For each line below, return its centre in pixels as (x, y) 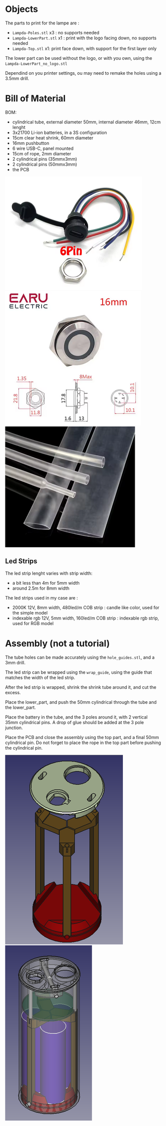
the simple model (30, 613)
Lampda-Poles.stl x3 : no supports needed (56, 32)
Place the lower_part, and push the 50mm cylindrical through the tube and (81, 702)
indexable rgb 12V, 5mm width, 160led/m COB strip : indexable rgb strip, (86, 618)
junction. (14, 728)
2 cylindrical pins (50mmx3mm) (45, 164)
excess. (13, 692)
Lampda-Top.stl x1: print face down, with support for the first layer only (84, 48)
